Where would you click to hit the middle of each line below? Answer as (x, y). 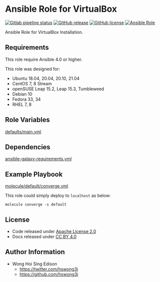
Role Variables (27, 120)
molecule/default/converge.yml (37, 186)
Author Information (35, 252)
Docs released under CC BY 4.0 (44, 237)
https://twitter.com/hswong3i (49, 269)
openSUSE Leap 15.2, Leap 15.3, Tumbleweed (58, 89)
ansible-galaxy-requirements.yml (38, 159)
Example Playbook (34, 174)
